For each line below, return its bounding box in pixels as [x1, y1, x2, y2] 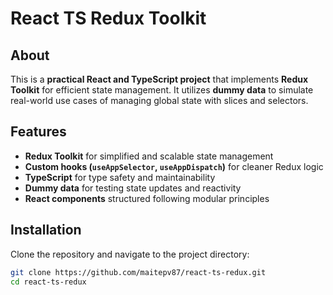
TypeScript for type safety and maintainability [24, 171, 216, 183]
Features [10, 123, 67, 141]
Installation [10, 222, 82, 239]
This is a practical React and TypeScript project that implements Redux [10, 73, 309, 85]
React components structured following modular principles [24, 192, 270, 204]
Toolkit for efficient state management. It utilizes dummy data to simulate [10, 84, 314, 96]
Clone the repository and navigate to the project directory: [10, 248, 250, 260]
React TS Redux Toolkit [10, 7, 207, 30]
